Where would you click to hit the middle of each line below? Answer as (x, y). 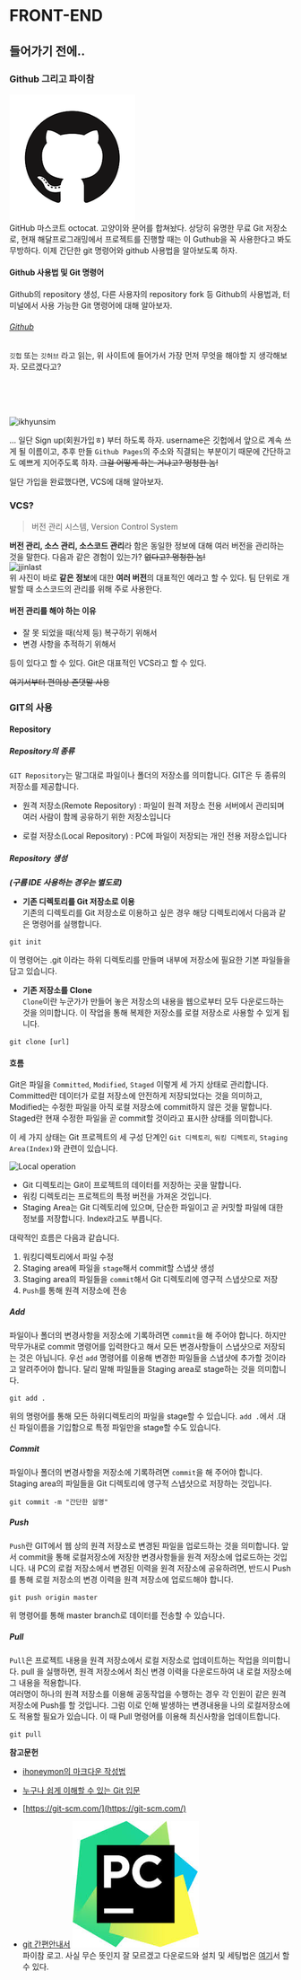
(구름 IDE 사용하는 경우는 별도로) (66, 883)
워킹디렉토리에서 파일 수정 (68, 1257)
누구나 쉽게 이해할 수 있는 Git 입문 (81, 1791)
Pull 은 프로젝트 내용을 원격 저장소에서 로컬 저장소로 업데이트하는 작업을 (134, 1660)
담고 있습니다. (34, 972)
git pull (26, 1735)
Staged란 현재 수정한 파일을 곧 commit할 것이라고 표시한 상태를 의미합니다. (141, 1118)
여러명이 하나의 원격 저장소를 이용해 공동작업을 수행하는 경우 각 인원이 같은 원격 (148, 1694)
